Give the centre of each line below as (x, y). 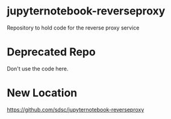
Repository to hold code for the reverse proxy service (73, 28)
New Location (42, 93)
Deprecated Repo (51, 52)
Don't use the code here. (38, 69)
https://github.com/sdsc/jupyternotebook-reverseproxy (76, 109)
